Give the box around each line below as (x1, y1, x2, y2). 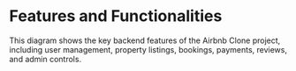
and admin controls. (9, 53, 82, 64)
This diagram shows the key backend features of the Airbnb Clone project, (9, 35, 281, 46)
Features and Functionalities (9, 6, 223, 26)
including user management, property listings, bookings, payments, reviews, (9, 44, 287, 54)
